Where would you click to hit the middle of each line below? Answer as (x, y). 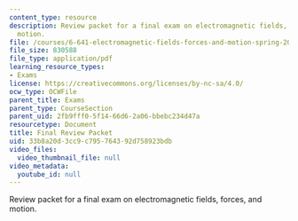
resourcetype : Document (53, 125)
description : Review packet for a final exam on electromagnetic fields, (149, 26)
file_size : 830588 (43, 51)
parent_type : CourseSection (61, 108)
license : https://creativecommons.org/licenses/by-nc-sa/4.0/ (126, 83)
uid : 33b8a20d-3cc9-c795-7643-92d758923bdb (91, 141)
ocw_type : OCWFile (43, 91)
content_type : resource (53, 17)
